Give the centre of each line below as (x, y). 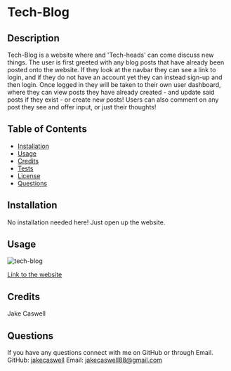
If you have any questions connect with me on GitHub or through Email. (110, 353)
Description (33, 38)
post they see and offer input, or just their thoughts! (82, 107)
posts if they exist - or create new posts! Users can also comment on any (113, 100)
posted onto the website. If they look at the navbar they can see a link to (112, 70)
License (29, 175)
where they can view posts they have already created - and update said (111, 92)
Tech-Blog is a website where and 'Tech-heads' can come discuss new (111, 55)
